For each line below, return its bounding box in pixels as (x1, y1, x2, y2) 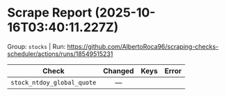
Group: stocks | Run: (7, 42, 66, 50)
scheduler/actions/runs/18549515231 (7, 50, 113, 58)
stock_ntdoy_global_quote (10, 78, 97, 86)
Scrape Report (7, 5, 92, 21)
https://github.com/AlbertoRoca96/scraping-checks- (67, 42, 219, 50)
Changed (103, 66, 134, 75)
